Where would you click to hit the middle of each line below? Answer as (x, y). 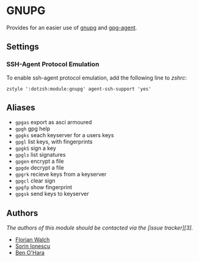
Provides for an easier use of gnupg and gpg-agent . (72, 28)
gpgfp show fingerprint (44, 187)
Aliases (21, 108)
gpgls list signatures (40, 155)
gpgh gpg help (33, 129)
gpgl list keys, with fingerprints (54, 142)
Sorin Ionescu (33, 246)
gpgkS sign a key (36, 148)
